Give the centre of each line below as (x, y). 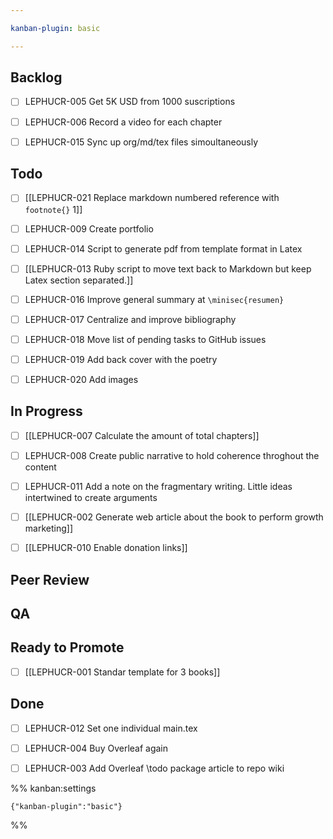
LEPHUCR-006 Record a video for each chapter (123, 122)
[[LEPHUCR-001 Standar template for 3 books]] (122, 672)
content (40, 467)
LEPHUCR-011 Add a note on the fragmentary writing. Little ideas (158, 486)
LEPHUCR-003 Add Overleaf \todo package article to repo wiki (154, 768)
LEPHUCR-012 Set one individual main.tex (111, 728)
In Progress (46, 411)
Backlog (36, 77)
